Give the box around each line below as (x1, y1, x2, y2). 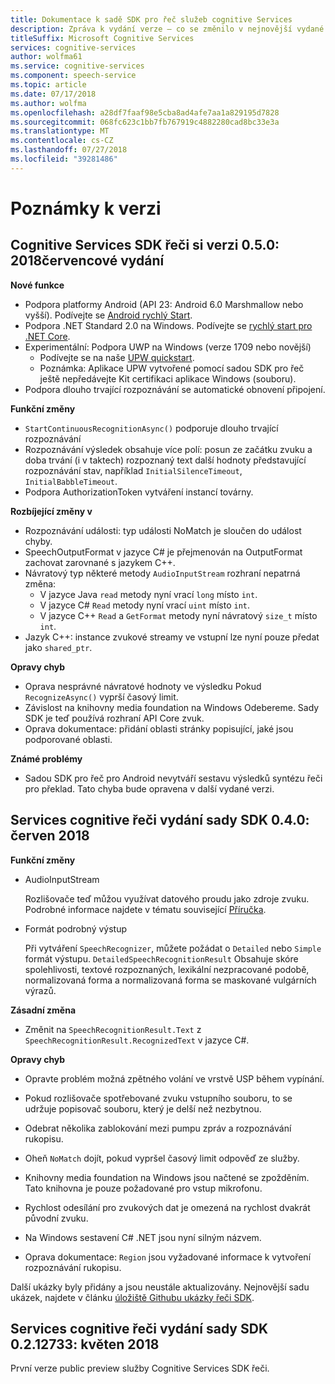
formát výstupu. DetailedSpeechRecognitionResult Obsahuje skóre (24, 952, 299, 965)
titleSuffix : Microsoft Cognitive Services (10, 33, 195, 43)
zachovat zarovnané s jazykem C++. (24, 556, 176, 568)
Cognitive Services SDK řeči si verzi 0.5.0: (10, 237, 280, 254)
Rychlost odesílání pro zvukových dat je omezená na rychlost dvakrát (24, 1201, 311, 1213)
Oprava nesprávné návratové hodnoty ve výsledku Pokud (24, 680, 262, 692)
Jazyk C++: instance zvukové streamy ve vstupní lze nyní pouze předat (24, 631, 320, 643)
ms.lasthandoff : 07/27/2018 (10, 145, 128, 155)
